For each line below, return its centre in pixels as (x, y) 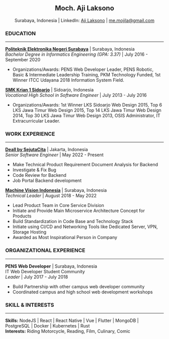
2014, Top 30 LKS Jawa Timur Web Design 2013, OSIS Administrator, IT (87, 116)
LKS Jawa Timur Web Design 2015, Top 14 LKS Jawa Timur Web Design (87, 110)
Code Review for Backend (39, 175)
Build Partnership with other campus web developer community (78, 286)
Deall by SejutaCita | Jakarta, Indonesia (47, 150)
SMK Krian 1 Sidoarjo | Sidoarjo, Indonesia (50, 90)
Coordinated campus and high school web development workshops (82, 292)
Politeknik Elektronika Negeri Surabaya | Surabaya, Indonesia (70, 49)
